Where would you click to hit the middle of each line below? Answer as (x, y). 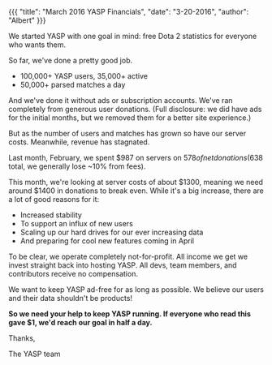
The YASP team (35, 354)
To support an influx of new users (77, 223)
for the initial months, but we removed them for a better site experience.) (130, 118)
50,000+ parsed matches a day (73, 85)
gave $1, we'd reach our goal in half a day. (80, 322)
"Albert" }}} (27, 20)
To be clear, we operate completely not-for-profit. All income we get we (128, 256)
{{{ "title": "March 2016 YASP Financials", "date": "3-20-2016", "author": (129, 12)
